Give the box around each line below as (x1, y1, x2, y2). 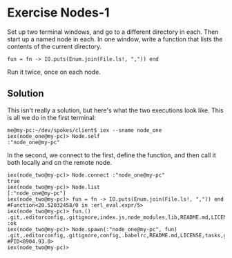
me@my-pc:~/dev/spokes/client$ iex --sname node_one (7, 126, 162, 134)
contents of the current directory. (7, 42, 102, 50)
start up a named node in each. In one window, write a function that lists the (7, 34, 223, 43)
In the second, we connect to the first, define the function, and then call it (7, 150, 216, 159)
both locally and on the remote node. (7, 158, 113, 166)
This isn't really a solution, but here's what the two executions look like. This (7, 106, 224, 115)
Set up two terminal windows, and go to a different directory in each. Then (7, 28, 219, 36)
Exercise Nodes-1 (7, 5, 110, 21)
